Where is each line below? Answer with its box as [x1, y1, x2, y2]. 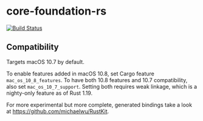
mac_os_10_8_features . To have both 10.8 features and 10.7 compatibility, [6, 76, 188, 83]
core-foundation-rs [6, 4, 107, 18]
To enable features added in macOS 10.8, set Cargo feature [6, 70, 155, 77]
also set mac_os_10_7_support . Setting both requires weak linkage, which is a [6, 83, 198, 90]
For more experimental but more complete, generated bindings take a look [6, 101, 193, 108]
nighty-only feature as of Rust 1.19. [6, 89, 93, 97]
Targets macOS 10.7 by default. [6, 58, 85, 65]
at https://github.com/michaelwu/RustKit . [6, 108, 109, 115]
